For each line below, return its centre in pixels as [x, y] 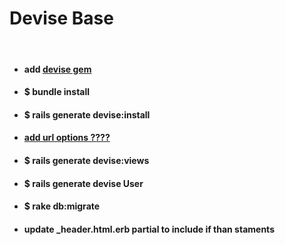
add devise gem [57, 69]
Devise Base [61, 18]
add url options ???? [67, 138]
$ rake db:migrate [62, 206]
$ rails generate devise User [83, 183]
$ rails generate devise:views [86, 160]
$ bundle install [57, 92]
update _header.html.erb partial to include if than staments [149, 229]
